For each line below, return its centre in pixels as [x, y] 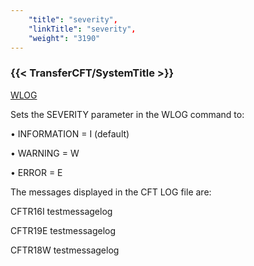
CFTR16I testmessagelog [61, 211]
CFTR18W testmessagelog [65, 250]
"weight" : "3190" [64, 38]
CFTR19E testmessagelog [63, 230]
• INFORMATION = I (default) [70, 133]
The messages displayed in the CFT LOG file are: [111, 192]
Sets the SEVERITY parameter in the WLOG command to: [127, 114]
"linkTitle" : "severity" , [82, 29]
